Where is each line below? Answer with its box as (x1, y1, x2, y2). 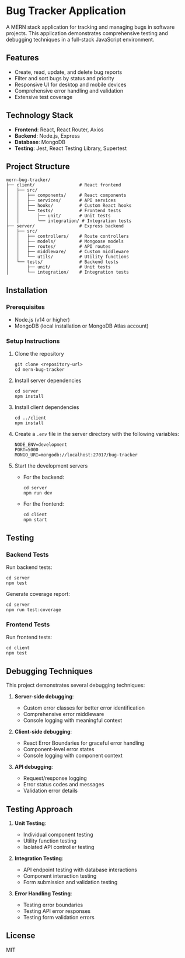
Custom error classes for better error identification (23, 704, 145, 711)
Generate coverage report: (6, 591, 70, 598)
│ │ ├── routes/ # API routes (6, 244, 111, 250)
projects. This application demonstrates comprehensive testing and (6, 29, 168, 36)
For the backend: (23, 473, 64, 481)
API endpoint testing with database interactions (23, 866, 137, 873)
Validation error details (23, 787, 78, 795)
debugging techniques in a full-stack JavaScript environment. (6, 36, 155, 43)
